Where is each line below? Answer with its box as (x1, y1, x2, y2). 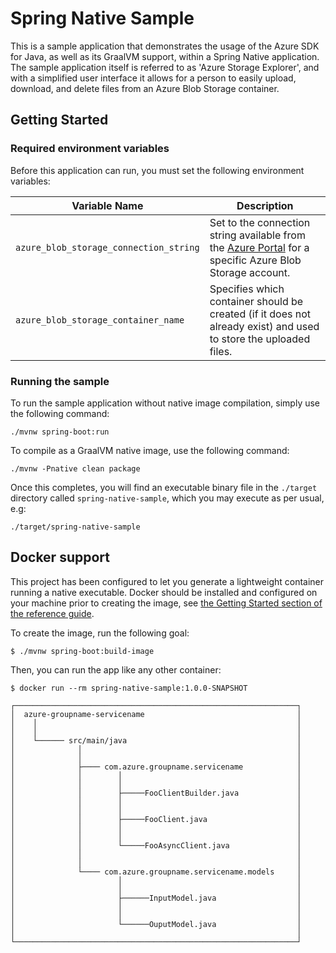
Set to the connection (209, 215, 311, 229)
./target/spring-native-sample (10, 522, 141, 532)
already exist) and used (209, 319, 320, 333)
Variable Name (71, 198, 144, 212)
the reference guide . (10, 607, 95, 619)
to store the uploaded (209, 332, 311, 346)
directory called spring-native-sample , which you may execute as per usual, (10, 492, 325, 504)
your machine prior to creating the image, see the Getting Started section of (10, 597, 323, 609)
